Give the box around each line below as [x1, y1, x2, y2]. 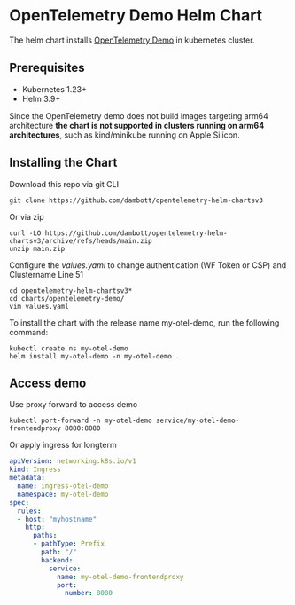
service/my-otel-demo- [155, 416, 240, 426]
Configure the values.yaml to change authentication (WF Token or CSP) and [9, 259, 287, 271]
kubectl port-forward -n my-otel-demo [9, 416, 152, 426]
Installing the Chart [9, 155, 118, 170]
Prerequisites [9, 60, 85, 75]
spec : [9, 498, 29, 507]
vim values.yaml [9, 302, 69, 310]
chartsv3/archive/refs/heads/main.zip [9, 236, 152, 245]
